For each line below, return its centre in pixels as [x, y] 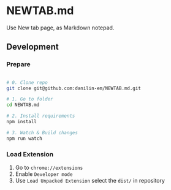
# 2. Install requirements [41, 116]
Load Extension [30, 154]
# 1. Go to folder [30, 99]
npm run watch [25, 139]
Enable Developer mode [44, 174]
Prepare [18, 64]
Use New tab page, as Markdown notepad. [60, 28]
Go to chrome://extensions [49, 167]
